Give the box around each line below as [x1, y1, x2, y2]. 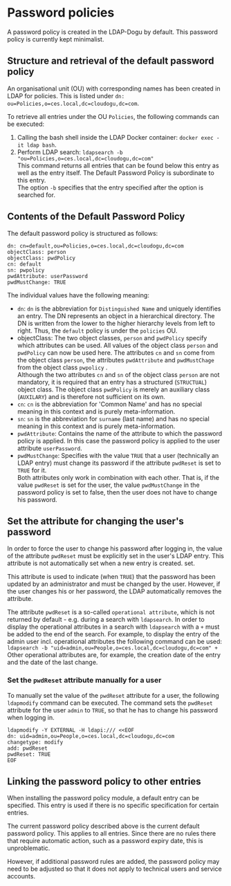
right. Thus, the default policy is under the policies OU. [17, 326, 178, 335]
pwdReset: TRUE [7, 750, 51, 758]
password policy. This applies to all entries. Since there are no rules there [7, 829, 216, 838]
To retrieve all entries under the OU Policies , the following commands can [7, 112, 219, 120]
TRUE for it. [17, 465, 47, 474]
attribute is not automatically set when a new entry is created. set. [7, 559, 195, 568]
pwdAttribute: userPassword [7, 273, 89, 279]
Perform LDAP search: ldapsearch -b [17, 147, 123, 156]
